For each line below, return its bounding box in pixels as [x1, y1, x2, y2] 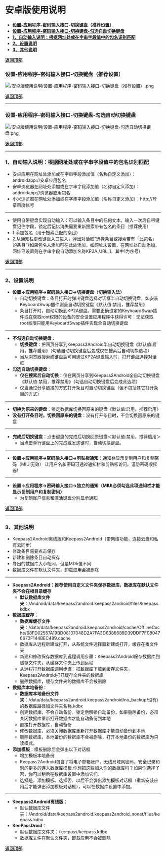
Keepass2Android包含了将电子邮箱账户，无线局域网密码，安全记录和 [19, 759, 160, 765]
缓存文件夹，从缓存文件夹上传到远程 [19, 660, 94, 666]
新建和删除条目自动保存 [12, 554, 60, 560]
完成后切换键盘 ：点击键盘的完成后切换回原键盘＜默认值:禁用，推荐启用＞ [12, 434, 161, 440]
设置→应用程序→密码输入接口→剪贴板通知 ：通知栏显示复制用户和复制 [12, 455, 155, 461]
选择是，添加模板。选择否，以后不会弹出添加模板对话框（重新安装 [19, 777, 154, 783]
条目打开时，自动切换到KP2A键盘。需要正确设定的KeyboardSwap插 [19, 308, 158, 314]
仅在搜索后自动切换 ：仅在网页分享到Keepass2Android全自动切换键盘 [19, 373, 160, 378]
